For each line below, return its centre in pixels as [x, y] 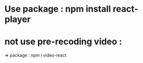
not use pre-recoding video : [63, 42]
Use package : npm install [58, 9]
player [18, 19]
